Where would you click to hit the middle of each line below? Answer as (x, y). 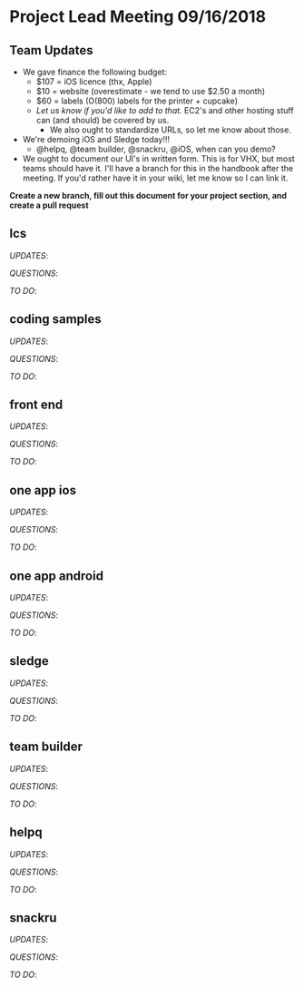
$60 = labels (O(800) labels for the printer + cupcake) (137, 101)
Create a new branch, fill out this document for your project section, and (148, 195)
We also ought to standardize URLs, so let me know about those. (171, 130)
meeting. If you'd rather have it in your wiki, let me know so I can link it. (155, 178)
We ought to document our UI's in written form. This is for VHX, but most (158, 159)
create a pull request (49, 205)
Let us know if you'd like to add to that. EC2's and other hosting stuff (165, 110)
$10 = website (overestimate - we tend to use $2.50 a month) (151, 91)
